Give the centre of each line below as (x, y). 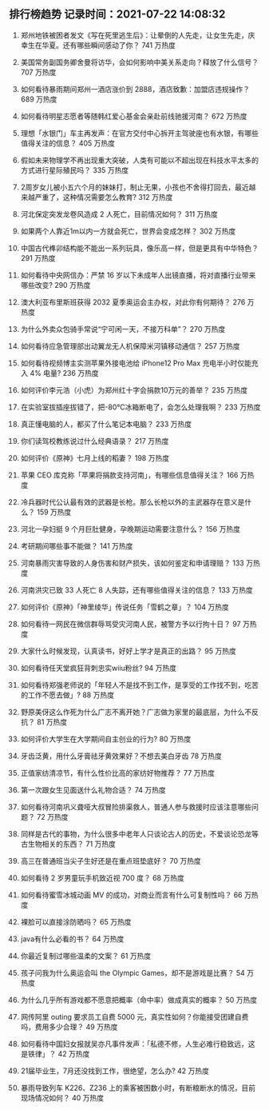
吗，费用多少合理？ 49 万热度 (69, 1027)
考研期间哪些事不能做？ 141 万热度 (77, 545)
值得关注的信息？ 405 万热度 (67, 143)
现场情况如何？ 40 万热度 (62, 1097)
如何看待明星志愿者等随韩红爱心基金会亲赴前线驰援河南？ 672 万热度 (134, 116)
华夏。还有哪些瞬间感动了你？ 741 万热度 (109, 45)
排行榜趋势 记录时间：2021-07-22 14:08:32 (117, 14)
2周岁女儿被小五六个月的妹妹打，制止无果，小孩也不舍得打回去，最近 (135, 187)
